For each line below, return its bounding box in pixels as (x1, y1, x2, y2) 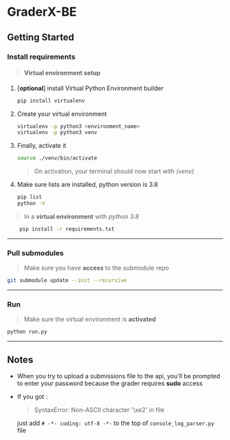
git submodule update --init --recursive (7, 277, 127, 284)
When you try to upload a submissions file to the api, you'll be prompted (16, 372, 220, 380)
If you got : (16, 392, 48, 400)
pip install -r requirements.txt (19, 225, 115, 233)
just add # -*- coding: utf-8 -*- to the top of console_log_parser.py (16, 419, 214, 427)
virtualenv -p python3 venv (16, 129, 97, 136)
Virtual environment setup (23, 69, 101, 77)
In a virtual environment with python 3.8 (23, 212, 139, 220)
